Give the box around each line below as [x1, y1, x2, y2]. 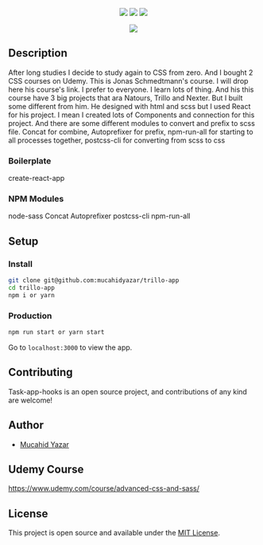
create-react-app [8, 174, 65, 183]
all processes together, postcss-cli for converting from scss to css [8, 135, 226, 145]
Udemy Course [8, 462, 84, 476]
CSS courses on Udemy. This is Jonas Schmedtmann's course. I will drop [8, 76, 249, 85]
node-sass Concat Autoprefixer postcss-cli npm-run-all [8, 211, 191, 221]
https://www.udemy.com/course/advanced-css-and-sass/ [8, 484, 200, 493]
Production [8, 310, 52, 321]
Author [8, 418, 44, 432]
